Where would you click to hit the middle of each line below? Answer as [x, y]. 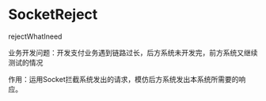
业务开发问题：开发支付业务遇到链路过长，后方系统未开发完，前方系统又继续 [133, 52]
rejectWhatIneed [35, 36]
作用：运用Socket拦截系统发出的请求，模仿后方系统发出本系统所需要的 [123, 79]
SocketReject [53, 15]
